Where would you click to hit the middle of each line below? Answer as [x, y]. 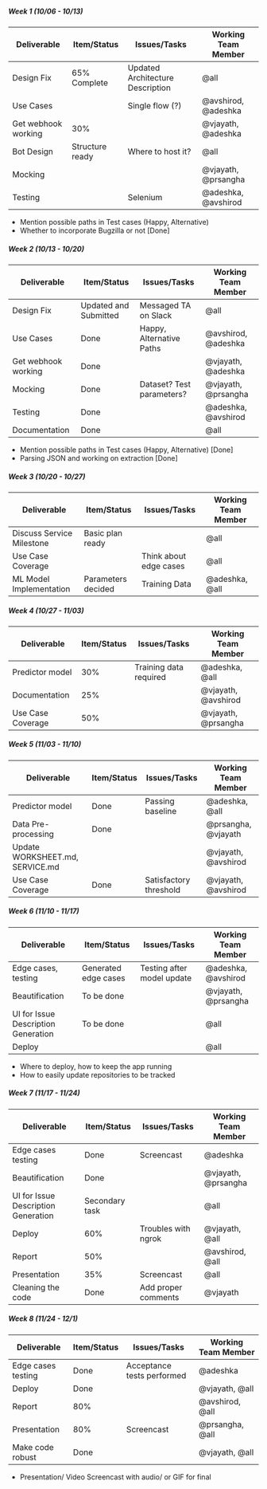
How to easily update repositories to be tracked [97, 1075]
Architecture [151, 77]
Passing [160, 801]
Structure [89, 146]
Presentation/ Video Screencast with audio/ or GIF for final [116, 1477]
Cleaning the [36, 1287]
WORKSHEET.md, [46, 857]
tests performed [156, 1375]
